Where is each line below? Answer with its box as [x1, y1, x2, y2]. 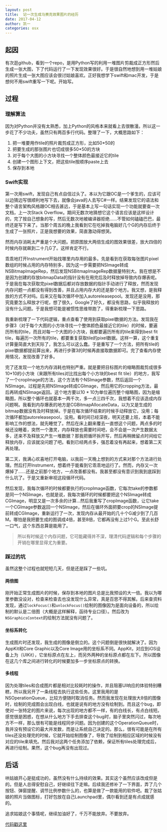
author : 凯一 [5, 21, 31, 26]
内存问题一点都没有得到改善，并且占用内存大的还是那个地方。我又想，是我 [5, 286, 158, 292]
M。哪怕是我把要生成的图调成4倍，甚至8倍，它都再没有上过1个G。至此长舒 [5, 516, 159, 522]
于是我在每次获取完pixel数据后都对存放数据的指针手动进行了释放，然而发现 [5, 280, 159, 286]
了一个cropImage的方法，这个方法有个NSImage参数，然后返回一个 [5, 376, 142, 382]
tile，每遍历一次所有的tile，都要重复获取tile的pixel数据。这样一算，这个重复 [5, 335, 160, 341]
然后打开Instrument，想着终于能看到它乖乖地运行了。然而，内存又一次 [13, 462, 158, 468]
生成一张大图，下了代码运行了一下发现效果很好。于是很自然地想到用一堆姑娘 [5, 66, 162, 72]
